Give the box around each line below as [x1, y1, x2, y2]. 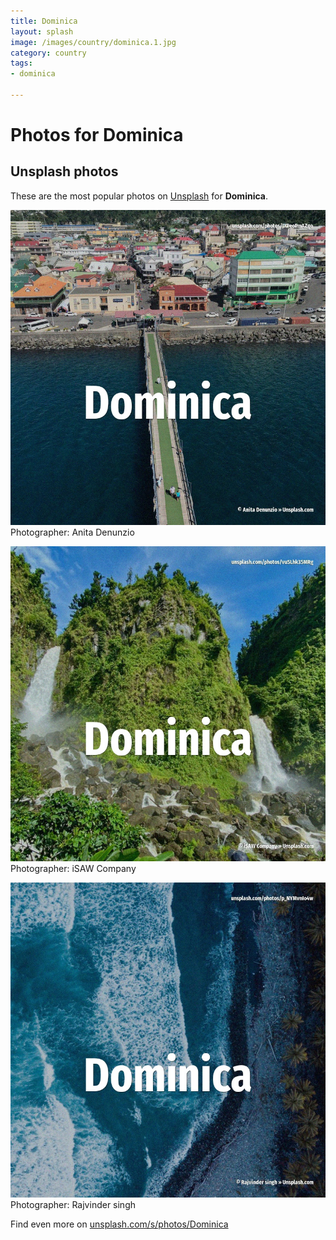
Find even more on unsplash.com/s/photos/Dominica [10, 1218, 229, 1230]
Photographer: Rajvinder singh [10, 1198, 137, 1210]
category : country [10, 48, 87, 58]
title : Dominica [10, 16, 78, 26]
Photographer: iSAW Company [10, 862, 137, 874]
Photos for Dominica [10, 124, 184, 147]
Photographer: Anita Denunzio [10, 526, 135, 538]
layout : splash [10, 26, 74, 37]
